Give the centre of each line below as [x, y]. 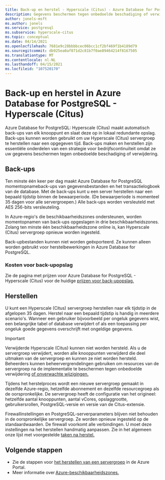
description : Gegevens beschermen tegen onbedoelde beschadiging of [77, 14]
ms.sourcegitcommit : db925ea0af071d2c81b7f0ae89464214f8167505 [71, 51]
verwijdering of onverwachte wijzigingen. [47, 374]
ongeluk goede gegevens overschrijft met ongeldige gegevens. [69, 329]
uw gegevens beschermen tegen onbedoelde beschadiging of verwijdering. [82, 154]
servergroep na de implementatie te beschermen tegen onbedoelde [74, 369]
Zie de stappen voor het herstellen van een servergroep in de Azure [81, 462]
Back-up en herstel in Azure [63, 93]
